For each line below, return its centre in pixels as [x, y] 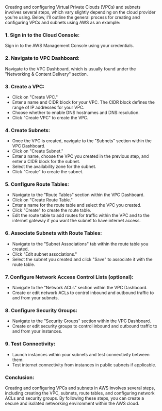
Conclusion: [20, 377]
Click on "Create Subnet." [38, 151]
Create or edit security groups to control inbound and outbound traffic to [85, 326]
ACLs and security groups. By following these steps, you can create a [74, 398]
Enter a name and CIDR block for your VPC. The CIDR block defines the [83, 102]
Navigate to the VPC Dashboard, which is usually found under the [71, 69]
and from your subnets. [35, 298]
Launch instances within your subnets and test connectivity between [81, 354]
